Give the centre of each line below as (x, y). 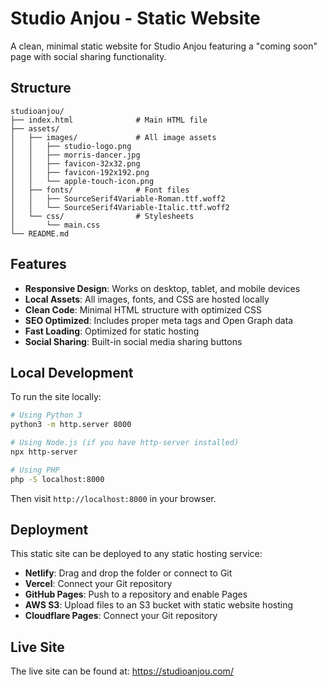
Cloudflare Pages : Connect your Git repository (121, 616)
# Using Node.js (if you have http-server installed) (125, 443)
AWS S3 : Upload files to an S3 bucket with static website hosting (158, 605)
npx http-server (44, 452)
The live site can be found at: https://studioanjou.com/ (122, 671)
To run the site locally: (56, 397)
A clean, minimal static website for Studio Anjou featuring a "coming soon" (164, 46)
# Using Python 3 (46, 415)
